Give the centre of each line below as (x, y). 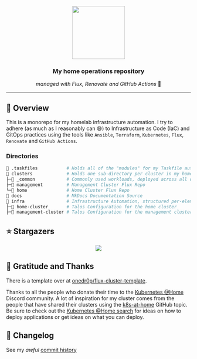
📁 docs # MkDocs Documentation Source (74, 196)
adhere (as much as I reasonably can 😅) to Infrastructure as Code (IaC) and (98, 128)
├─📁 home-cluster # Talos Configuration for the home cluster (91, 207)
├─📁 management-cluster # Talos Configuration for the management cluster (99, 212)
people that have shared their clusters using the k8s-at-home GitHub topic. (97, 304)
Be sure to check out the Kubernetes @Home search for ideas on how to (94, 311)
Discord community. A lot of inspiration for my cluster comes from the (90, 298)
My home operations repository (98, 71)
